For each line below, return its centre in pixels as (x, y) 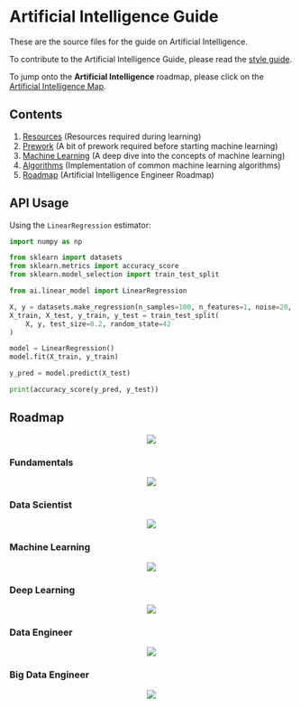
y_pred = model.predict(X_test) (70, 373)
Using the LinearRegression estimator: (80, 225)
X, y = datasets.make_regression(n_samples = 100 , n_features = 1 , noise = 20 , (151, 307)
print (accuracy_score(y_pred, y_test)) (84, 390)
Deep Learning (42, 590)
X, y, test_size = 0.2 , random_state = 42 (98, 324)
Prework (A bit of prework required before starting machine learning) (150, 145)
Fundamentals (41, 462)
